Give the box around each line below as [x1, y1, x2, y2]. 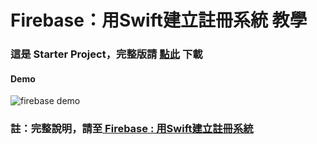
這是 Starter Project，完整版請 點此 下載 [10, 47, 203, 61]
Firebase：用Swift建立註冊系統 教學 [10, 9, 308, 32]
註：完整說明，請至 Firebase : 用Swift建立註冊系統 [10, 122, 254, 136]
